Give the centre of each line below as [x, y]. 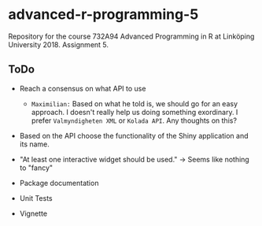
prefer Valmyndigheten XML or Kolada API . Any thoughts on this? [134, 120]
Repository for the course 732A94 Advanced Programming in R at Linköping [131, 36]
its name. [34, 144]
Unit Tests [36, 198]
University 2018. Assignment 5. [58, 44]
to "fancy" [36, 168]
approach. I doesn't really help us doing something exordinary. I [135, 112]
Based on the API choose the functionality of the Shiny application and [134, 135]
